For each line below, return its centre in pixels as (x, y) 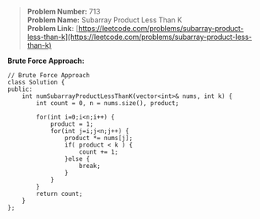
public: (20, 89)
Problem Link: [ (53, 28)
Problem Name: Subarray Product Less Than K (104, 20)
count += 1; (98, 152)
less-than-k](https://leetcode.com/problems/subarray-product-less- (140, 37)
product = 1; (71, 124)
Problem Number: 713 (63, 12)
